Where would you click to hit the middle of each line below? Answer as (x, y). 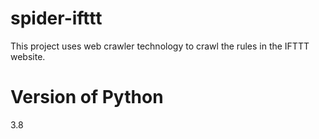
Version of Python (87, 97)
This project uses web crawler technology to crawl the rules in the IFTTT (160, 46)
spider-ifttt (56, 18)
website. (28, 56)
